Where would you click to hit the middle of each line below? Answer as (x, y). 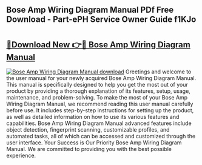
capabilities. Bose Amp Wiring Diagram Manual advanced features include (99, 123)
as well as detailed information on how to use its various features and (93, 117)
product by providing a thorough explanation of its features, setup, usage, (99, 91)
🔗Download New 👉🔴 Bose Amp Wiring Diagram (99, 45)
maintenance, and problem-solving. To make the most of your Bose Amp (97, 97)
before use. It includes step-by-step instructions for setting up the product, (100, 110)
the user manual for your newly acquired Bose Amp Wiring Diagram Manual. (101, 78)
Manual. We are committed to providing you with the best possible (89, 149)
